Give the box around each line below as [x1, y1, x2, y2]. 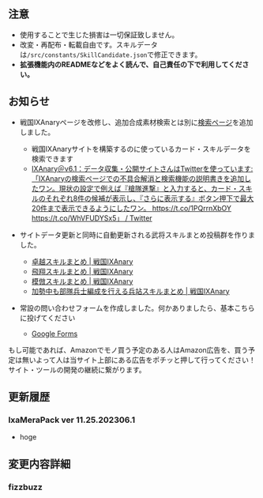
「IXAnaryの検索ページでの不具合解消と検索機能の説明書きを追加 [31, 173, 245, 183]
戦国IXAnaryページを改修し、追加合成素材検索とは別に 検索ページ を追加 [19, 117, 254, 126]
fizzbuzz [8, 481, 43, 492]
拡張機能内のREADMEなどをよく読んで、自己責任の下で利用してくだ [19, 59, 242, 69]
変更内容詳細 [8, 457, 71, 470]
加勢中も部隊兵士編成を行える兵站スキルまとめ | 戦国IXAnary [31, 286, 231, 296]
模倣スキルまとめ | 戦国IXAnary [31, 276, 133, 286]
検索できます [31, 153, 73, 164]
